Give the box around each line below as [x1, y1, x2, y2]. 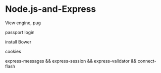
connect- [137, 58, 157, 64]
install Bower [5, 38, 32, 45]
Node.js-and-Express [5, 3, 96, 15]
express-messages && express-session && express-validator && [5, 58, 137, 64]
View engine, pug [5, 20, 41, 26]
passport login [5, 29, 35, 35]
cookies [5, 48, 21, 54]
